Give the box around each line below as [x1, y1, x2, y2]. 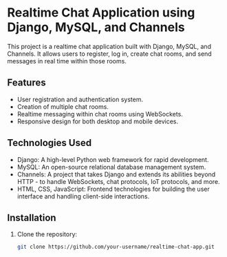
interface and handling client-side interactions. [17, 192, 150, 201]
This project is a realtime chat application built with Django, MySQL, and [7, 42, 212, 50]
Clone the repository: [17, 230, 78, 238]
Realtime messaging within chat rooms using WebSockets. [17, 110, 184, 118]
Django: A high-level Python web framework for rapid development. [17, 155, 209, 163]
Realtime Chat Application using [7, 5, 195, 21]
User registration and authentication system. [17, 95, 143, 103]
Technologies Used [7, 137, 91, 149]
